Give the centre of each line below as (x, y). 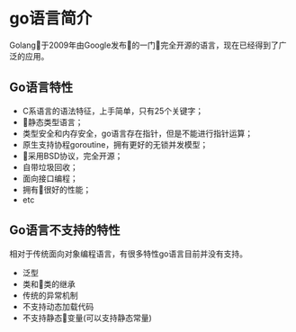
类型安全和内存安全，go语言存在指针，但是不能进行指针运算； (138, 133)
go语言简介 (51, 18)
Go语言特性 (41, 88)
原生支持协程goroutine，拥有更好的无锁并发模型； (115, 144)
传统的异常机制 (50, 295)
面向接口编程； (50, 178)
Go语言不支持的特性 (65, 230)
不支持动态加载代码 (58, 306)
